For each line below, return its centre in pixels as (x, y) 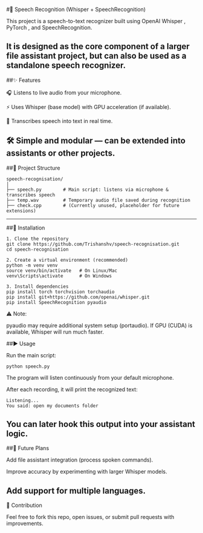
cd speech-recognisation (37, 249)
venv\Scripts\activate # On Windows (59, 276)
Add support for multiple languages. (76, 491)
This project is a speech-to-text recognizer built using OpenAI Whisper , (96, 21)
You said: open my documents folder (52, 406)
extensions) (21, 211)
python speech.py (28, 366)
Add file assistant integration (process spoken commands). (80, 460)
